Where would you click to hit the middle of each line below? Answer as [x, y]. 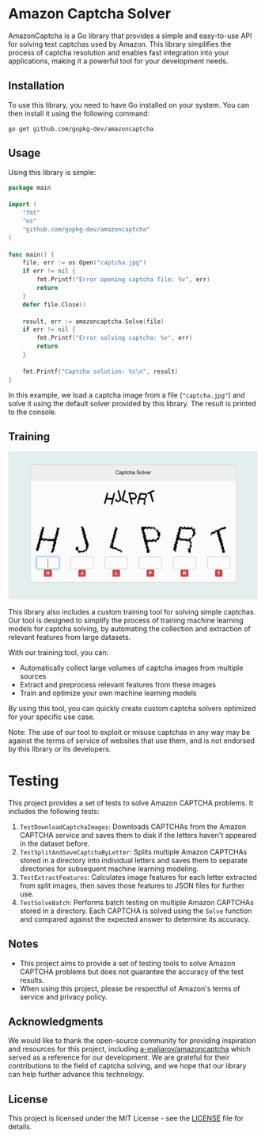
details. [20, 1127]
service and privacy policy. [64, 997]
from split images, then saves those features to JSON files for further [132, 885]
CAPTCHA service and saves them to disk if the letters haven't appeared [138, 835]
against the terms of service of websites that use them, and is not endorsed [132, 740]
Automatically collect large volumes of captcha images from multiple [131, 668]
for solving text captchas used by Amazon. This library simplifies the [120, 44]
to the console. [32, 412]
